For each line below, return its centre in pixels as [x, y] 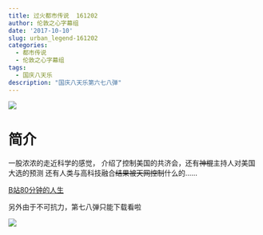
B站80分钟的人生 [36, 190]
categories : [28, 46]
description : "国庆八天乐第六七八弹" [65, 82]
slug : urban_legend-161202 [53, 38]
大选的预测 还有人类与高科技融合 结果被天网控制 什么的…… [103, 173]
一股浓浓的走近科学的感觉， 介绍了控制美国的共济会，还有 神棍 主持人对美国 [132, 163]
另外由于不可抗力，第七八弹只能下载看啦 [75, 207]
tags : [17, 68]
